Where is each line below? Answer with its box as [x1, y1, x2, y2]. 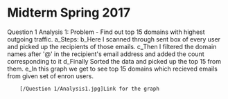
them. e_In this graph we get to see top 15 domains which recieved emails [7, 64, 218, 73]
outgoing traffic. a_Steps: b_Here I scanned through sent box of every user [7, 35, 220, 43]
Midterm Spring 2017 [7, 5, 130, 21]
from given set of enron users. [7, 71, 94, 80]
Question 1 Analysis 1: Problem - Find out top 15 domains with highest [7, 28, 206, 36]
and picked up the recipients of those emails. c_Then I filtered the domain [7, 42, 217, 51]
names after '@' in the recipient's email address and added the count [7, 50, 204, 58]
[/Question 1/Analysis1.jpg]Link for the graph [19, 85, 159, 92]
